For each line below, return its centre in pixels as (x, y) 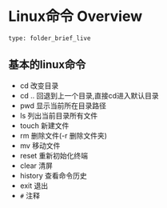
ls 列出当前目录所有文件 (59, 115)
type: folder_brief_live (50, 38)
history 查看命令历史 (53, 175)
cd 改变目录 (39, 86)
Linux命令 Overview (76, 16)
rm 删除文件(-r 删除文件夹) (64, 135)
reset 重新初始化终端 (54, 155)
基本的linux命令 (47, 65)
